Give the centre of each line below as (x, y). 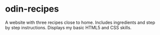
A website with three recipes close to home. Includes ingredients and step (80, 22)
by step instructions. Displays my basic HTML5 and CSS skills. (68, 27)
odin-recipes (32, 9)
